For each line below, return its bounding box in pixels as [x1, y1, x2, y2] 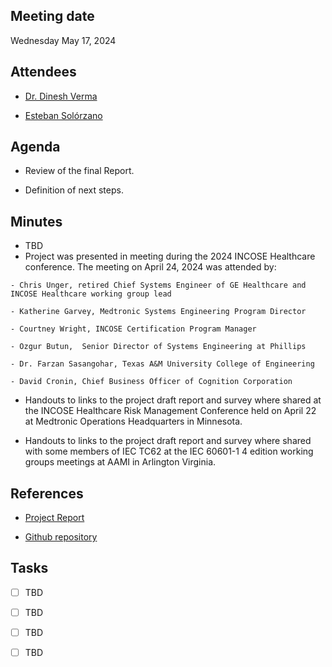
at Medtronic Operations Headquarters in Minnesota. [24, 415, 243, 428]
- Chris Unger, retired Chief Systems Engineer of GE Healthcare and [10, 280, 307, 291]
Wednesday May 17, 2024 [10, 34, 117, 46]
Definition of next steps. [24, 184, 124, 196]
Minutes [10, 213, 63, 230]
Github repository [24, 531, 98, 543]
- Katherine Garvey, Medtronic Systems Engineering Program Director [10, 307, 307, 317]
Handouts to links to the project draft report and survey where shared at [24, 394, 322, 406]
